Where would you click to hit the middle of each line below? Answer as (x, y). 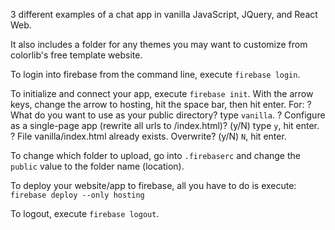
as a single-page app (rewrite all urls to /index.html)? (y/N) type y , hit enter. (165, 125)
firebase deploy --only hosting (77, 195)
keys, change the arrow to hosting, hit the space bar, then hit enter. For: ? (161, 104)
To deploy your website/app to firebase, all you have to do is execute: (153, 185)
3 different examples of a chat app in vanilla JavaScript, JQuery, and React (164, 14)
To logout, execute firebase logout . (85, 213)
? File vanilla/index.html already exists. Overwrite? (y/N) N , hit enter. (148, 136)
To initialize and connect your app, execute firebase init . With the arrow (162, 93)
